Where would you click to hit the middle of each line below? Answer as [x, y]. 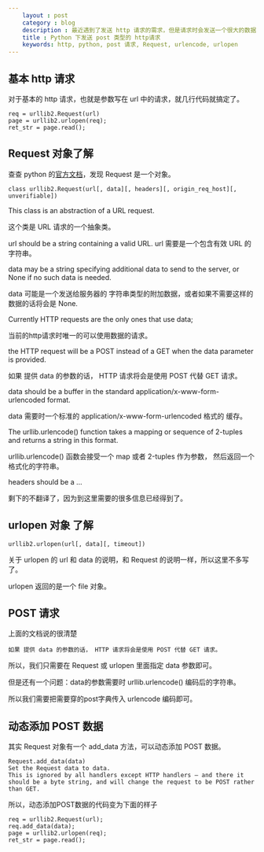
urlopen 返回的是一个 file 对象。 [60, 586]
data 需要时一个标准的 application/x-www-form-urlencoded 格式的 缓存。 [128, 416]
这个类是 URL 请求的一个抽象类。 [62, 227]
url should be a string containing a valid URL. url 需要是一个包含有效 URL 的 [130, 243]
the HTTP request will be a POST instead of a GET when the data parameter [131, 351]
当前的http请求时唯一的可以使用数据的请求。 [80, 335]
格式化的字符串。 [36, 466]
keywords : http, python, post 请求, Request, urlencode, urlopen [130, 45]
